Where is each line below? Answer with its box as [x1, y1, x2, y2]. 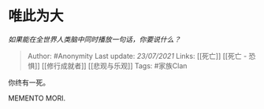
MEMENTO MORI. [8, 93, 66, 103]
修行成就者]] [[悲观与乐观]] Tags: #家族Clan [46, 60, 188, 71]
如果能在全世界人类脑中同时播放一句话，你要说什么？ [8, 35, 181, 44]
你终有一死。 [8, 78, 50, 87]
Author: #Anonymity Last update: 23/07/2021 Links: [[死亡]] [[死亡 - [27, 51, 247, 60]
